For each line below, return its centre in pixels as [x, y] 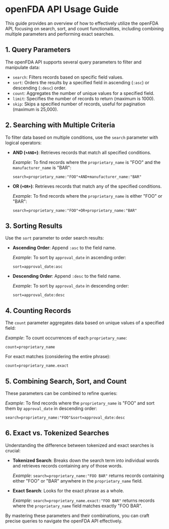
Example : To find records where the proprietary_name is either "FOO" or [87, 196]
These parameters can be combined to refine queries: [61, 393]
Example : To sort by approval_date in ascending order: [69, 258]
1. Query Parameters [38, 50]
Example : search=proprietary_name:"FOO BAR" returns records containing [88, 476]
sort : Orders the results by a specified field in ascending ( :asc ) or [81, 82]
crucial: [13, 450]
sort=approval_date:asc [38, 267]
